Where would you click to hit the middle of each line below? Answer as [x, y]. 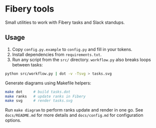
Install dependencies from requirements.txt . [57, 54]
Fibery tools [30, 9]
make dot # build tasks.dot [38, 92]
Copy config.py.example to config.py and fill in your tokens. [72, 49]
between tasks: [27, 64]
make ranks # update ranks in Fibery [45, 96]
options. [13, 120]
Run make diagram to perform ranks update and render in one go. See [74, 110]
